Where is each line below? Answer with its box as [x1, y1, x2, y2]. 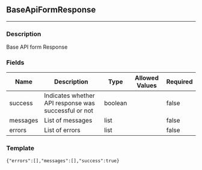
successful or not [44, 106, 93, 115]
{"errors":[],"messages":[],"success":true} [6, 157, 120, 164]
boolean [104, 99, 127, 108]
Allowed [135, 74, 159, 82]
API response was [44, 99, 95, 108]
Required [166, 77, 193, 86]
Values [136, 81, 158, 90]
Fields [6, 58, 25, 67]
